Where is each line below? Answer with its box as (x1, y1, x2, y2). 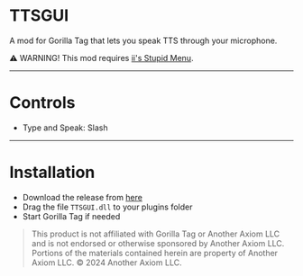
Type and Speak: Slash (22, 122, 108, 133)
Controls (9, 93, 76, 113)
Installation (9, 163, 96, 183)
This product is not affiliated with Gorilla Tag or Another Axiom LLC (31, 228, 280, 239)
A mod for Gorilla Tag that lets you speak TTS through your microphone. (9, 35, 278, 46)
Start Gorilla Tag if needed (22, 210, 121, 221)
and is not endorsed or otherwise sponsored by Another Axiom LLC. (31, 237, 285, 248)
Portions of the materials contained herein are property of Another (31, 247, 278, 258)
